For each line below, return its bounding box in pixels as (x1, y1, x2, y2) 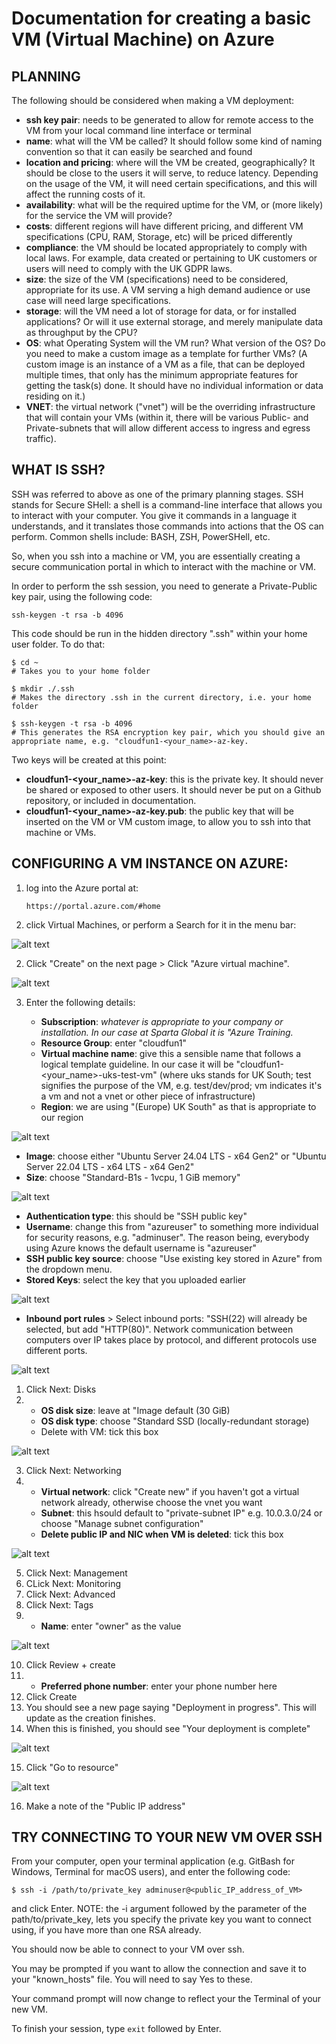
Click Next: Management (25, 1567, 128, 1579)
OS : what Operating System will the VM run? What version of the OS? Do (25, 337, 326, 349)
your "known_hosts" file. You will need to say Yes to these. (11, 1973, 253, 1986)
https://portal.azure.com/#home (25, 901, 161, 911)
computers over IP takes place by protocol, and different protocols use (25, 1333, 318, 1346)
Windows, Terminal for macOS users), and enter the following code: (11, 1866, 291, 1878)
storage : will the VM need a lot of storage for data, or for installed (25, 305, 297, 317)
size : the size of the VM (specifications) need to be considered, (25, 273, 289, 285)
